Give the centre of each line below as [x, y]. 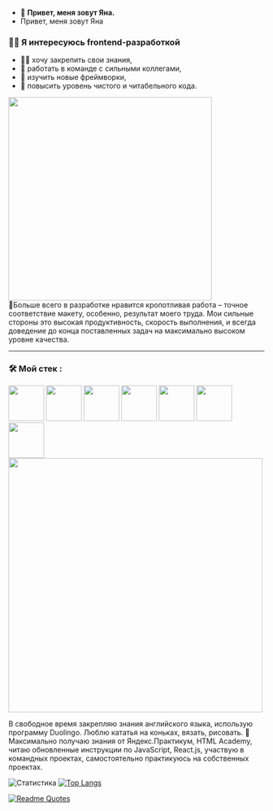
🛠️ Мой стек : [35, 368]
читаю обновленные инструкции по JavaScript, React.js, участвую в [126, 749]
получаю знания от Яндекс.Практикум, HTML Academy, [156, 741]
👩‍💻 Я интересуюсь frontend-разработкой [94, 42]
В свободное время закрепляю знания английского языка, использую [131, 723]
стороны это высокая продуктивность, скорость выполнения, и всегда [132, 322]
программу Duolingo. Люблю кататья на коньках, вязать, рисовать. [126, 732]
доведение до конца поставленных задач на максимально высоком [127, 331]
